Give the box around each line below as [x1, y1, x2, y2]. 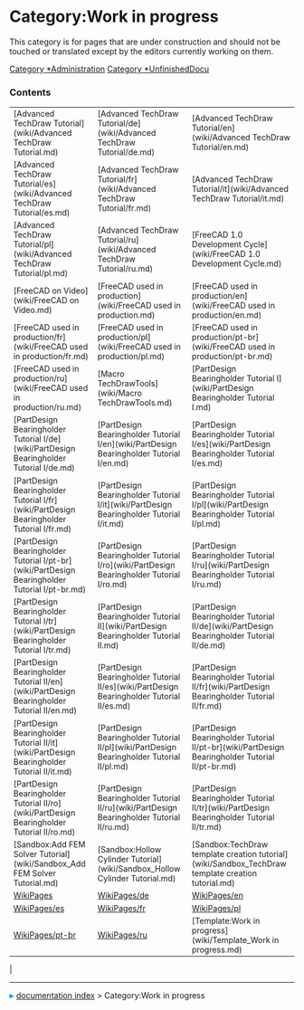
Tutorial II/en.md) [13, 705, 77, 716]
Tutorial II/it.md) [13, 766, 72, 777]
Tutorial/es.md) [13, 207, 71, 218]
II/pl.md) [97, 761, 129, 772]
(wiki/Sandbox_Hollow [97, 862, 181, 874]
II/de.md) [191, 640, 226, 651]
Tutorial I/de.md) [13, 462, 75, 473]
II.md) [97, 640, 119, 651]
